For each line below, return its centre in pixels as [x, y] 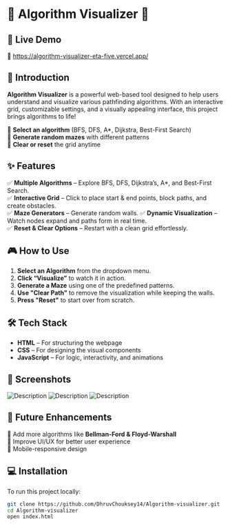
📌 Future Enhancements [60, 418]
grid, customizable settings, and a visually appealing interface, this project [113, 109]
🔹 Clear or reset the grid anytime [54, 144]
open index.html [30, 517]
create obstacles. [32, 206]
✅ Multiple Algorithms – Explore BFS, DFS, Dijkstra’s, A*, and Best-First [109, 183]
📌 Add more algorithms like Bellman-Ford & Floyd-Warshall [92, 434]
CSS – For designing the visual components [79, 350]
